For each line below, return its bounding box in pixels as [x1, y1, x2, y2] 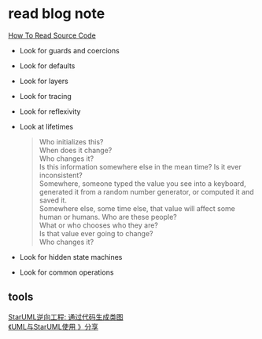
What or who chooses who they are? [39, 221, 159, 230]
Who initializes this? [39, 137, 104, 146]
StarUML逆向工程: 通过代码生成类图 [8, 312, 124, 322]
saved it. [39, 195, 67, 205]
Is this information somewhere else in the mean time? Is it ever [39, 162, 242, 171]
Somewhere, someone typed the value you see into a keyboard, [39, 178, 246, 188]
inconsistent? [39, 170, 83, 180]
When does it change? [39, 145, 113, 155]
